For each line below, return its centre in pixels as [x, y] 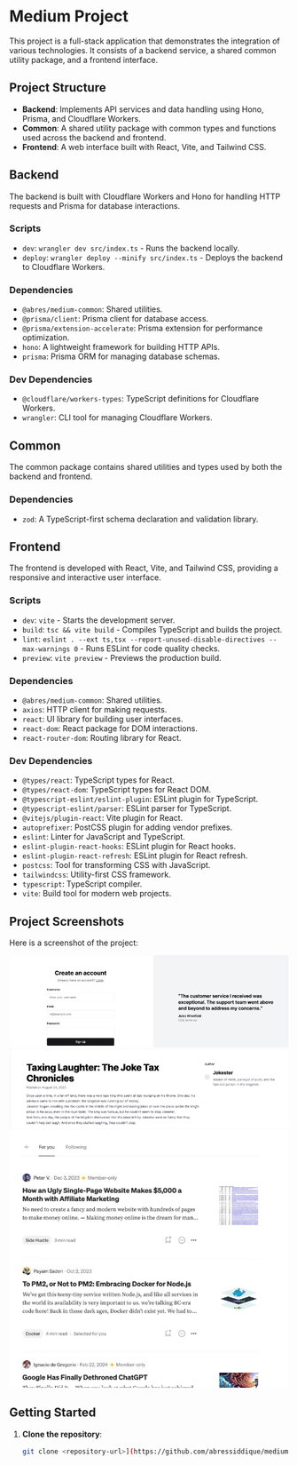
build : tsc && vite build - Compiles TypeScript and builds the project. [152, 629]
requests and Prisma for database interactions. [95, 205]
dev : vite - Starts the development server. [98, 620]
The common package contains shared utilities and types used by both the [146, 467]
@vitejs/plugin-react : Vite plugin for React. [102, 818]
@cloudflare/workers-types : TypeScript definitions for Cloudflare [141, 399]
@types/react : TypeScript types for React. [98, 780]
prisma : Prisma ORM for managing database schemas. [121, 356]
